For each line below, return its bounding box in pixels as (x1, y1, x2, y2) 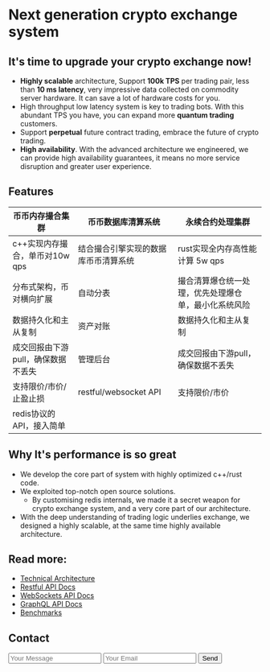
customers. (19, 119, 58, 128)
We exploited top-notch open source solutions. (19, 486, 176, 496)
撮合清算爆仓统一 (178, 275, 243, 287)
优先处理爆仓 (194, 287, 243, 299)
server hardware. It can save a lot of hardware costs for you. (19, 93, 221, 102)
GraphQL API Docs (19, 600, 83, 609)
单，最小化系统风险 (178, 299, 251, 311)
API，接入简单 (12, 420, 66, 431)
